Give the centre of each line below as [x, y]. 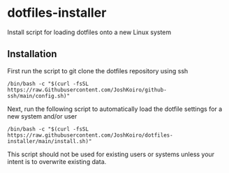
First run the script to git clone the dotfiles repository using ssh [98, 70]
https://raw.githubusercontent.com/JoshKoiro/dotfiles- [90, 135]
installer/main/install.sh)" [50, 141]
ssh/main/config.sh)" [39, 96]
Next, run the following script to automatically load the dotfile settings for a [115, 109]
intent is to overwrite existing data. [57, 161]
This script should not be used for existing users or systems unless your [111, 154]
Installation [32, 54]
